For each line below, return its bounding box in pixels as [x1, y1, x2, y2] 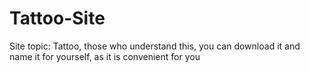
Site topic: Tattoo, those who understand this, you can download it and [9, 40, 301, 52]
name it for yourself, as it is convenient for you [9, 50, 201, 62]
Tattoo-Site [9, 7, 106, 30]
